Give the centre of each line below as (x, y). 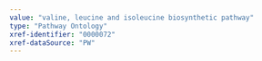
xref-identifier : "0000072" (63, 34)
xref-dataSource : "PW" (52, 43)
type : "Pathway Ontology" (58, 26)
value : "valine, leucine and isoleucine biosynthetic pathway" (132, 17)
